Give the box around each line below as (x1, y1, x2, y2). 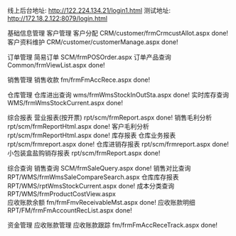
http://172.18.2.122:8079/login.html (7, 14, 108, 23)
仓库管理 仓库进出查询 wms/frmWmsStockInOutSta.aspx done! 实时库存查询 (7, 91, 230, 99)
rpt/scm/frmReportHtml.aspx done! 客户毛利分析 (7, 122, 149, 130)
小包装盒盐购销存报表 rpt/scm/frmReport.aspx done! (7, 149, 161, 157)
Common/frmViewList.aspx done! (7, 61, 105, 69)
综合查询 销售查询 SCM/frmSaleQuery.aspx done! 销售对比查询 (7, 164, 191, 172)
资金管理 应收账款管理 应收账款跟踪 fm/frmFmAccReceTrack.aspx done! (7, 221, 218, 229)
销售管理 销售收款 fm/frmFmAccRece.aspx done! (7, 75, 151, 84)
